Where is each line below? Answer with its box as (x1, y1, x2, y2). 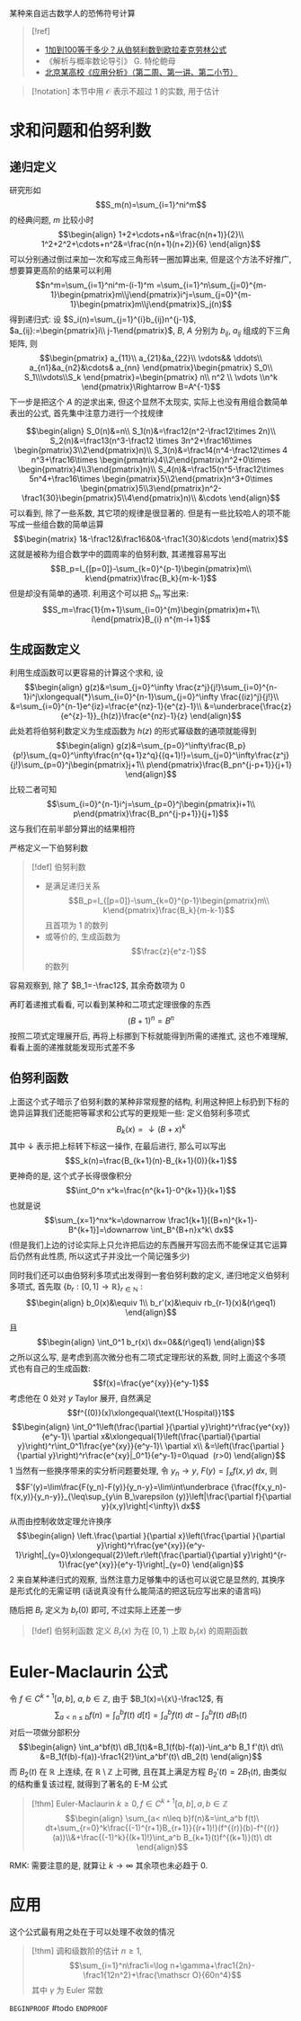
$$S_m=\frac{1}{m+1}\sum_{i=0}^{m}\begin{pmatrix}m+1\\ (41, 604, 261, 615)
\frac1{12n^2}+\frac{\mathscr (82, 1969, 190, 1980)
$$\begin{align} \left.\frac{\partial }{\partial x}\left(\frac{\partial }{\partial (16, 1530, 286, 1541)
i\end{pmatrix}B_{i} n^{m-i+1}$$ (91, 614, 211, 625)
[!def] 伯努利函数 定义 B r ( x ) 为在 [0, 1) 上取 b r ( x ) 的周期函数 (31, 1625, 249, 1638)
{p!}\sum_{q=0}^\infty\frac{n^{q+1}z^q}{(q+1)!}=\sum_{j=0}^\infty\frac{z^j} (12, 749, 290, 761)
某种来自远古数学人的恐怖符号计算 (9, 8, 136, 18)
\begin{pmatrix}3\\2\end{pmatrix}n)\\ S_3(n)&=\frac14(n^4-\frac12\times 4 (13, 444, 288, 456)
